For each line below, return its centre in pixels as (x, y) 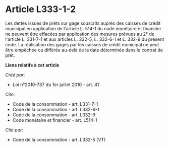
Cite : (10, 94)
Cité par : (14, 130)
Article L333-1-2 (41, 9)
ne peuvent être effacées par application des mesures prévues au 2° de (80, 34)
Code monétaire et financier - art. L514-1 (55, 120)
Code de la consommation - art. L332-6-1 (56, 109)
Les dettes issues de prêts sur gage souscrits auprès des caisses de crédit (83, 23)
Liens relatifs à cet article (32, 65)
